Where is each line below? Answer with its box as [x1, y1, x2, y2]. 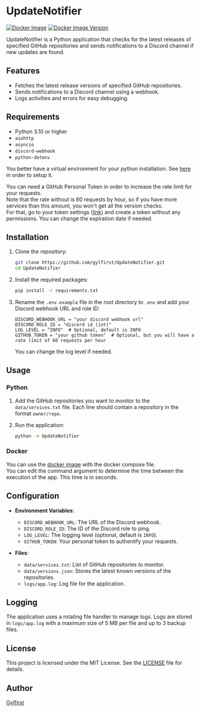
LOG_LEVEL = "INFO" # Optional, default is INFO [14, 327, 141, 333]
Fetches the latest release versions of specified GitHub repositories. [14, 82, 182, 89]
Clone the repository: [14, 248, 67, 256]
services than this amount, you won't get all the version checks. [6, 202, 163, 209]
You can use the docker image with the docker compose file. [6, 461, 156, 468]
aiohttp [14, 135, 34, 142]
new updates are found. [6, 48, 65, 55]
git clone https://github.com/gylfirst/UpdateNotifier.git [14, 260, 165, 266]
